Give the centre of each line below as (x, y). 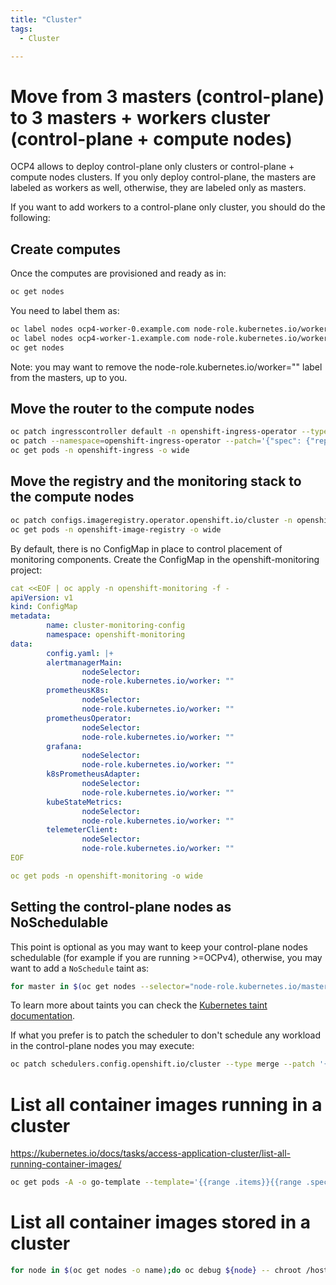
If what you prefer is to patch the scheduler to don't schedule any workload (165, 1035)
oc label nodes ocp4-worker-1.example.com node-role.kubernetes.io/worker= (171, 338)
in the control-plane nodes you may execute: (102, 1046)
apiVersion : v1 (42, 597)
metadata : (31, 616)
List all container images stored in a (161, 1222)
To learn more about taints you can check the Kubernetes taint (139, 1005)
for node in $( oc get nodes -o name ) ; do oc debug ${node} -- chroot (156, 1271)
